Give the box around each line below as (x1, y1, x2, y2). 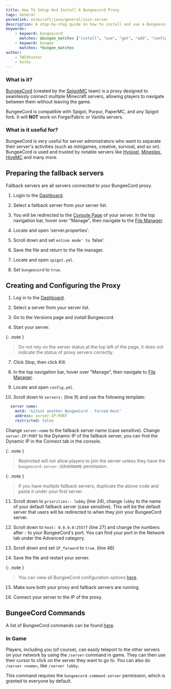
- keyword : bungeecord (15, 31, 63, 36)
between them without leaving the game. (6, 99, 91, 105)
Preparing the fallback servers (6, 169, 104, 178)
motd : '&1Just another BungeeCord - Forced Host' (15, 409, 122, 414)
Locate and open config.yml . (13, 384, 74, 390)
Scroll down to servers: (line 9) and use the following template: (13, 394, 146, 400)
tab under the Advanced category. (13, 535, 85, 541)
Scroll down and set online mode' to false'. (13, 237, 105, 243)
